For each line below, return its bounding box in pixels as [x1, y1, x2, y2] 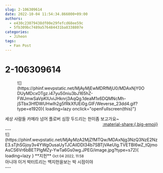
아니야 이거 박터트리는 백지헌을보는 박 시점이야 [5, 158, 94, 165]
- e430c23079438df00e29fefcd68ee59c [9, 20, 83, 26]
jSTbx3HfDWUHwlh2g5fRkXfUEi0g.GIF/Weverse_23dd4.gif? [17, 100, 138, 107]
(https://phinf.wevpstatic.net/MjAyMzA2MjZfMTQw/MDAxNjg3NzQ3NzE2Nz [5, 137, 158, 142]
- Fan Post [9, 43, 32, 48]
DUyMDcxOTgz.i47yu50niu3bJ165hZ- [17, 90, 93, 96]
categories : [5, 30, 29, 34]
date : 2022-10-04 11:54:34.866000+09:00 [5, 12, 88, 16]
